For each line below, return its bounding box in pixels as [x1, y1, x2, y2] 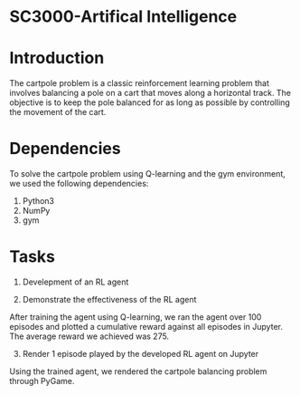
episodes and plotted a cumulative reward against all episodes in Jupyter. [9, 322, 283, 332]
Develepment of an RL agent [22, 276, 129, 287]
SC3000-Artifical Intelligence [9, 6, 238, 27]
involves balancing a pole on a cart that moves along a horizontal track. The [9, 88, 292, 99]
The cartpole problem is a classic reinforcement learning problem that [9, 78, 269, 89]
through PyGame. [9, 376, 75, 386]
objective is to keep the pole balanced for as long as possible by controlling [9, 97, 291, 108]
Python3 [22, 196, 54, 207]
